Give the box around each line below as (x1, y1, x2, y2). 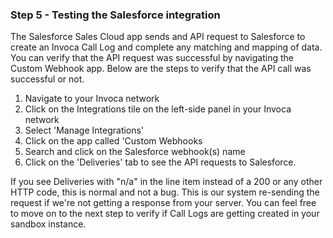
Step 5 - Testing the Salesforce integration (10, 8, 221, 22)
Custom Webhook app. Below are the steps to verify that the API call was (10, 63, 312, 75)
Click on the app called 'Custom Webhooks (24, 135, 203, 147)
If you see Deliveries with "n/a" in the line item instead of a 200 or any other (10, 176, 323, 188)
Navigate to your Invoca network (24, 93, 160, 105)
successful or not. (10, 73, 85, 85)
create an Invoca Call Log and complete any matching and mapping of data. (10, 41, 323, 53)
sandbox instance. (10, 218, 87, 230)
